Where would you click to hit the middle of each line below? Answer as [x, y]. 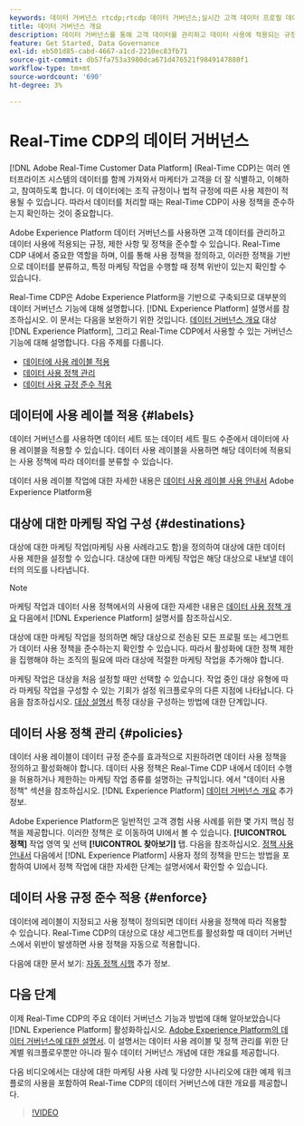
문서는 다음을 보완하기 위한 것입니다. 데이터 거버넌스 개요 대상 [169, 319]
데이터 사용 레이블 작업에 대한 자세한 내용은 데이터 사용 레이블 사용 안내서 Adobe [152, 480]
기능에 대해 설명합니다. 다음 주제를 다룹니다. [87, 342]
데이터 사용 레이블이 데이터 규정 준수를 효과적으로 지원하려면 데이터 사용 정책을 [148, 757]
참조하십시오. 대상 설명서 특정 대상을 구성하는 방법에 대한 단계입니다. [147, 702]
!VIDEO [45, 1112]
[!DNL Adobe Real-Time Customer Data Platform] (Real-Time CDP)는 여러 [145, 168]
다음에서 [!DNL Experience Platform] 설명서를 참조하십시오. [125, 618]
